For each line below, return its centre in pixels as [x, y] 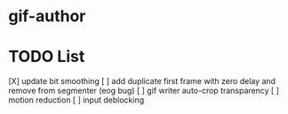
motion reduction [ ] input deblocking [76, 100]
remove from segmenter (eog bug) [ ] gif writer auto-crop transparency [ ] [144, 91]
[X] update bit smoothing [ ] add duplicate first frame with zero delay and [142, 81]
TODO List [47, 57]
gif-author [47, 16]
